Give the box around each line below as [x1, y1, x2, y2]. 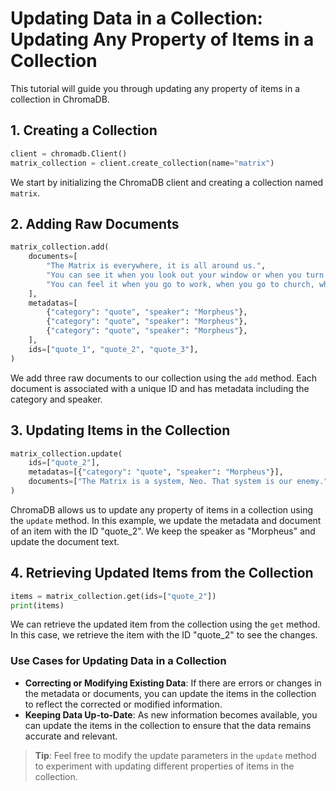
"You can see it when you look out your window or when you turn [46, 270, 325, 280]
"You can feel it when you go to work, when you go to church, [46, 279, 315, 289]
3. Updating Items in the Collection [10, 422, 231, 439]
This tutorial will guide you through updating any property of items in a [10, 82, 301, 94]
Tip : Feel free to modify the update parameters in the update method [34, 749, 317, 761]
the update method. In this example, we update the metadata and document [10, 514, 322, 526]
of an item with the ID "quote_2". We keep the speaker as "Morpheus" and [10, 525, 316, 537]
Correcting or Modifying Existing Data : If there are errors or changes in [24, 677, 322, 689]
